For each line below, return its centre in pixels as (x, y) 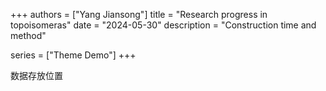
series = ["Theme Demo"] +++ (73, 55)
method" (28, 35)
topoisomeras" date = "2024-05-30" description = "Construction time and (163, 25)
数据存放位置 (36, 75)
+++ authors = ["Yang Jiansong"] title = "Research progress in (139, 14)
